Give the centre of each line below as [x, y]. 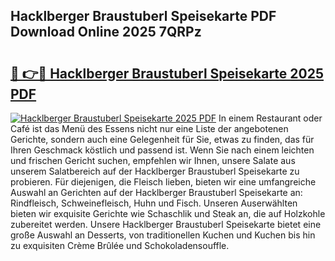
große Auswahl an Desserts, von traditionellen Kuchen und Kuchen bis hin [163, 235]
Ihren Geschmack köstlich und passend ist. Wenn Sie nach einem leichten [162, 150]
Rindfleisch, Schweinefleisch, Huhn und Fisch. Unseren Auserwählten [154, 203]
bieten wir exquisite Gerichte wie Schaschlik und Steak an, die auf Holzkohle [168, 213]
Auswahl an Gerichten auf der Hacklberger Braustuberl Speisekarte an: [156, 192]
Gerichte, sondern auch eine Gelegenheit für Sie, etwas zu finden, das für [162, 139]
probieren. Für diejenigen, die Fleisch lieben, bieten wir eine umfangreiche [163, 182]
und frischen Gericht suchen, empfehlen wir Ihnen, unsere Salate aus [153, 160]
